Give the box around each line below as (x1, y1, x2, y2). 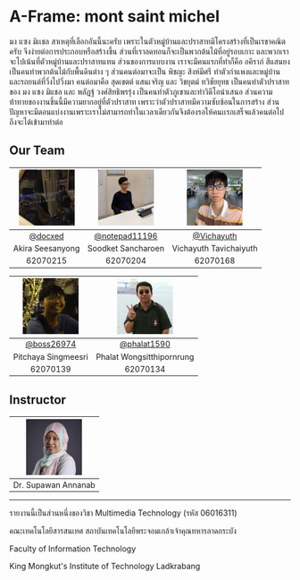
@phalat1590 (119, 338, 171, 350)
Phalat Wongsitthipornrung (96, 351, 195, 362)
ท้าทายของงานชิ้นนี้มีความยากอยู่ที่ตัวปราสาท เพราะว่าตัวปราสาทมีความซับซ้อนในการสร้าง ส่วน (9, 96, 279, 107)
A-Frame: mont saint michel (9, 6, 221, 27)
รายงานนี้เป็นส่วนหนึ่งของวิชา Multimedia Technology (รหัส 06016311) (9, 507, 238, 518)
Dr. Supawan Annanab (12, 479, 96, 490)
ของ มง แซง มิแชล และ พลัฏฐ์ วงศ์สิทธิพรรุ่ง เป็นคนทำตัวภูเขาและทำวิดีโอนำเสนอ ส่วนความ (9, 86, 273, 97)
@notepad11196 (94, 230, 158, 241)
